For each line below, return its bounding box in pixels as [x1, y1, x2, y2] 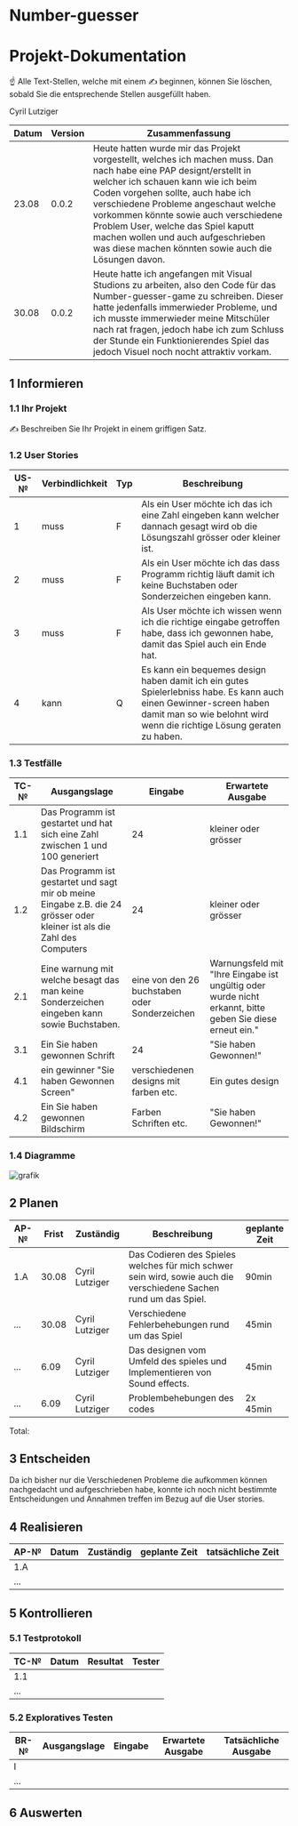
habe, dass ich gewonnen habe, [141, 627, 274, 640]
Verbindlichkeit [41, 478, 108, 490]
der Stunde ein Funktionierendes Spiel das [92, 334, 270, 347]
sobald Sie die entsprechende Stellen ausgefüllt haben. [9, 89, 211, 100]
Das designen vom [128, 1344, 207, 1356]
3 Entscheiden [9, 1451, 91, 1466]
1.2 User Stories [9, 448, 79, 461]
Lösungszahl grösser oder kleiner [141, 531, 281, 543]
